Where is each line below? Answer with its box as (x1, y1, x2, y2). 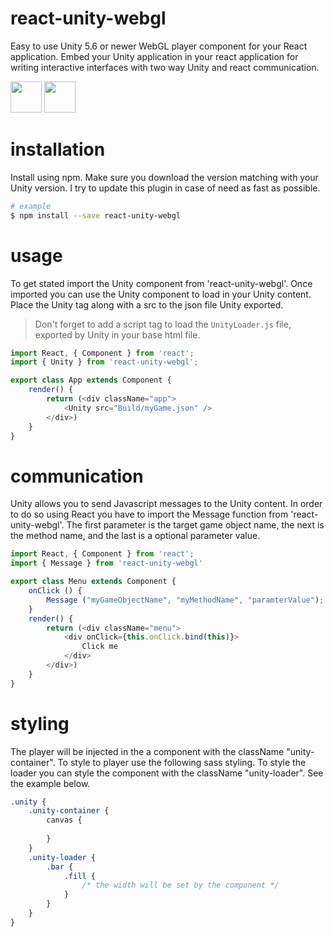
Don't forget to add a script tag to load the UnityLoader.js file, (34, 318, 292, 330)
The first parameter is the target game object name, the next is (66, 519, 325, 531)
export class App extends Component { (10, 375, 172, 386)
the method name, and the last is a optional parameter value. (10, 530, 261, 542)
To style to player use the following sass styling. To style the (57, 756, 307, 768)
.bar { (46, 862, 74, 872)
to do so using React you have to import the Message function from (10, 508, 289, 521)
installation (10, 138, 106, 161)
